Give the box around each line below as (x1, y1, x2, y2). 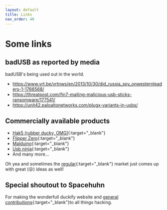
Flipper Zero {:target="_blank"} (12, 135, 75, 141)
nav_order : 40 (5, 16, 35, 21)
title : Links (5, 12, 32, 17)
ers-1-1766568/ (12, 86, 44, 92)
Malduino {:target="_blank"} (12, 140, 69, 146)
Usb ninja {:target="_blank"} (12, 146, 70, 152)
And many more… (12, 151, 49, 157)
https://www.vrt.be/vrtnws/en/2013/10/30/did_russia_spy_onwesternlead (12, 81, 162, 87)
